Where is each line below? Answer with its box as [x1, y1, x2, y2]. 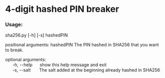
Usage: [5, 21, 23, 28]
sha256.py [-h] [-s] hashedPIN [5, 32, 68, 38]
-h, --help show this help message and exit [12, 62, 107, 68]
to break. [5, 47, 24, 53]
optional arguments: [5, 57, 46, 63]
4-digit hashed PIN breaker [5, 3, 119, 15]
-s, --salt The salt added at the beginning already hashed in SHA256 [12, 67, 161, 73]
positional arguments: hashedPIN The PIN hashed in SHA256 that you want [5, 42, 159, 48]
